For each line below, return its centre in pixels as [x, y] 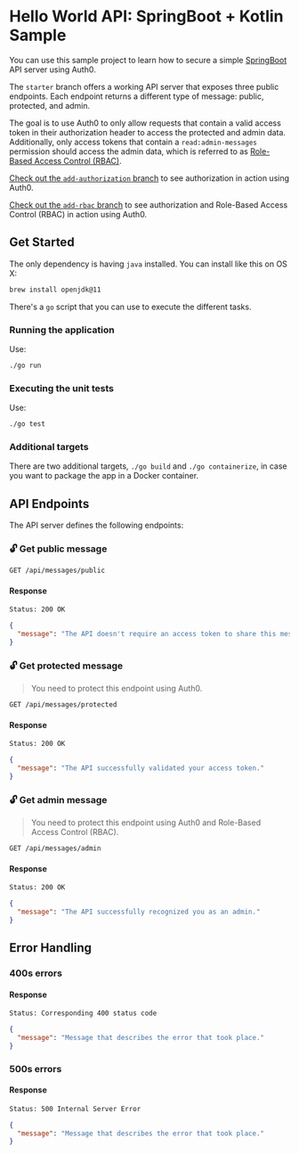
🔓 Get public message [58, 548]
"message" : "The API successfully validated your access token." [141, 768]
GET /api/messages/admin [55, 848]
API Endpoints [49, 504]
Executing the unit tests [61, 388]
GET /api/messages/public [57, 571]
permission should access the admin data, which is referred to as [129, 151]
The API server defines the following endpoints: [97, 525]
